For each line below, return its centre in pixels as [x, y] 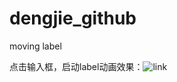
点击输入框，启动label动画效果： [76, 66]
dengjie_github [73, 18]
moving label [35, 46]
